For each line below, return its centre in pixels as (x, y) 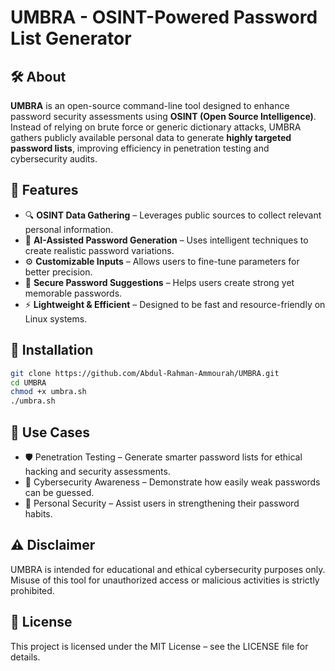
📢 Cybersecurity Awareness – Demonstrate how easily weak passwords (172, 482)
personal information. (69, 229)
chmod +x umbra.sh (48, 392)
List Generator (71, 38)
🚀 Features (44, 190)
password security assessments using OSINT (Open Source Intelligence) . (163, 116)
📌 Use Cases (50, 432)
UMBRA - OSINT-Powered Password (164, 17)
